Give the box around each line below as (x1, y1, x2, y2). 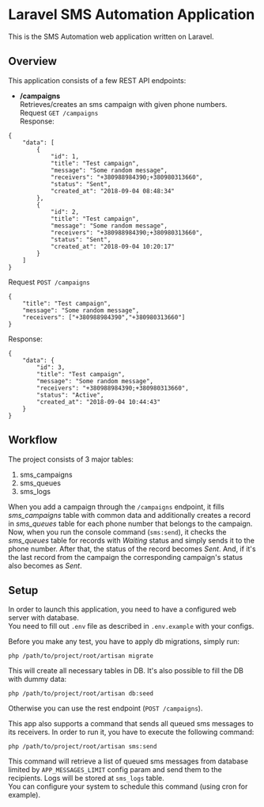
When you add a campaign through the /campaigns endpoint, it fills (8, 501, 225, 512)
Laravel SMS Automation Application (8, 6, 255, 24)
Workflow (8, 433, 58, 447)
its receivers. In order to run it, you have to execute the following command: (8, 727, 255, 737)
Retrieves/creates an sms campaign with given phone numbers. (19, 99, 228, 108)
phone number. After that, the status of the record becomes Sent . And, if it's (8, 544, 256, 554)
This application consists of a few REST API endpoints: (8, 75, 187, 85)
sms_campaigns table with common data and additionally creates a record (8, 510, 251, 520)
